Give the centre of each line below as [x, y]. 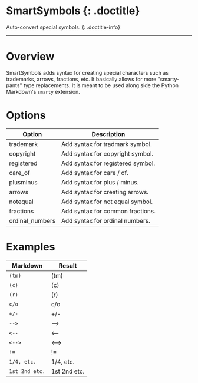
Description [108, 134]
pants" [14, 85]
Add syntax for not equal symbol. [107, 202]
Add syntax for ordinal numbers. [105, 220]
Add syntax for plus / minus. [100, 182]
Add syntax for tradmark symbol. [106, 144]
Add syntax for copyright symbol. [107, 153]
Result [68, 265]
